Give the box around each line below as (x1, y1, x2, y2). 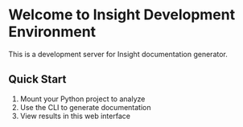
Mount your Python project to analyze (19, 94, 146, 104)
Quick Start (8, 72, 67, 86)
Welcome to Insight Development (8, 6, 236, 24)
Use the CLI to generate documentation (19, 102, 151, 112)
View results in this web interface (19, 111, 131, 121)
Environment (8, 23, 97, 41)
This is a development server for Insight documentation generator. (8, 49, 228, 59)
